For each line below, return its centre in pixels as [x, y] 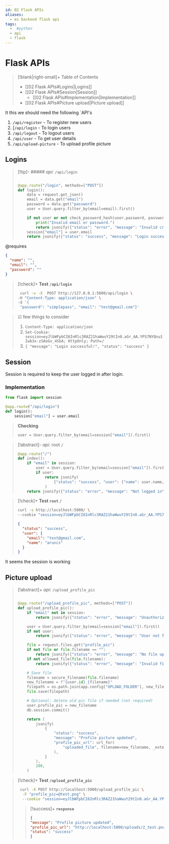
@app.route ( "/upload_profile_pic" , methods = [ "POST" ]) [75, 604]
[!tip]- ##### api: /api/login [48, 171]
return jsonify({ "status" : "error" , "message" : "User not [98, 636]
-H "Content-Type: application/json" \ [59, 298]
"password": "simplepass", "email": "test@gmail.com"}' [80, 307]
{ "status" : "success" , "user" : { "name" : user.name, [109, 482]
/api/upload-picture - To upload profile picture [62, 144]
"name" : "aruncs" [45, 542]
